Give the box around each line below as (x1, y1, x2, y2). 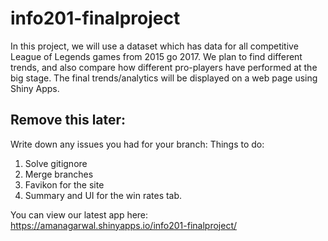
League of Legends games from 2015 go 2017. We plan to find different (10, 50, 303, 62)
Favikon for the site (24, 178, 105, 191)
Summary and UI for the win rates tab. (24, 189, 183, 201)
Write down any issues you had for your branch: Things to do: (10, 138, 265, 150)
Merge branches (24, 168, 94, 180)
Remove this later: (10, 112, 127, 129)
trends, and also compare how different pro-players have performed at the (10, 61, 318, 73)
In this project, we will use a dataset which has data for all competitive (10, 40, 299, 52)
